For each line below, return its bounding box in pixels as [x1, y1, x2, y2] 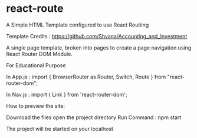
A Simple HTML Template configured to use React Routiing [6, 21, 149, 28]
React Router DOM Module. [6, 50, 73, 57]
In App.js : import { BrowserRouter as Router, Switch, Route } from [6, 73, 166, 80]
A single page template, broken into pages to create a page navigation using [6, 44, 192, 51]
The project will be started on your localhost [6, 125, 114, 132]
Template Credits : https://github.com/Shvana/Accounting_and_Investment [6, 32, 188, 40]
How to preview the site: [6, 102, 65, 109]
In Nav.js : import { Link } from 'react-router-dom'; [6, 91, 127, 98]
